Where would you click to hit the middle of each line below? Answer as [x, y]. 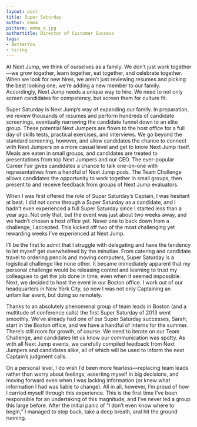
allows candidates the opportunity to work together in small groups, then [94, 178]
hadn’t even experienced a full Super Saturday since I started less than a [94, 208]
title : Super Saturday [34, 17]
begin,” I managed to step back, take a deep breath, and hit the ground [92, 411]
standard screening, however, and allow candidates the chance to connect [96, 140]
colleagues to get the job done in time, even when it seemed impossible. [94, 276]
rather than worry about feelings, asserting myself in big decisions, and [93, 374]
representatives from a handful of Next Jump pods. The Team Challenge [94, 172]
